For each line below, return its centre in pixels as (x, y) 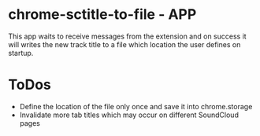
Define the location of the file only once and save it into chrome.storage (136, 106)
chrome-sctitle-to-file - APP (102, 15)
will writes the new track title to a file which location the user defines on (124, 44)
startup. (21, 53)
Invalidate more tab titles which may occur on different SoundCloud (129, 115)
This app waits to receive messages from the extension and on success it (127, 36)
